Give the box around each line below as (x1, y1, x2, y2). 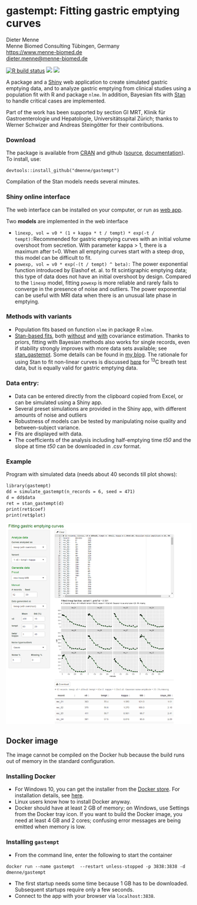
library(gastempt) (6, 483, 51, 489)
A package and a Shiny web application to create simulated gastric (6, 78, 168, 85)
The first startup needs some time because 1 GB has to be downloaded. (14, 880, 188, 887)
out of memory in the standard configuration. (6, 758, 115, 765)
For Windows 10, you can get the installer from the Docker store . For (14, 785, 181, 793)
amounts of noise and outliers (14, 411, 87, 418)
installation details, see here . (14, 792, 84, 799)
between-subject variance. (14, 424, 81, 431)
